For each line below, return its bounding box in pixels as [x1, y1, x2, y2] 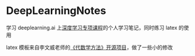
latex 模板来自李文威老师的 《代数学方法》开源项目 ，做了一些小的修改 [6, 44, 173, 51]
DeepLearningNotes [6, 4, 107, 17]
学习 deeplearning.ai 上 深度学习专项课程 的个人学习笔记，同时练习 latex [6, 24, 177, 31]
